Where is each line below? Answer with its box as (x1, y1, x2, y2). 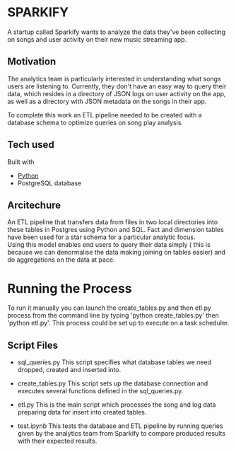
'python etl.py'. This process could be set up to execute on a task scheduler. (7, 319, 230, 328)
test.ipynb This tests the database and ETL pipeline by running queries (17, 422, 224, 430)
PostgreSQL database (17, 178, 82, 187)
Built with (7, 157, 35, 166)
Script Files (7, 339, 59, 351)
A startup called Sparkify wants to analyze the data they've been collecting (7, 28, 226, 36)
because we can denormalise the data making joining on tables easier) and (7, 248, 226, 257)
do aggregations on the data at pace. (7, 255, 115, 264)
